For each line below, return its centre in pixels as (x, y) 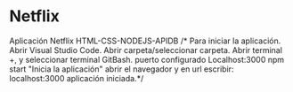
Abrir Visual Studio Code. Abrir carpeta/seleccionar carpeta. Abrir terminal (146, 50)
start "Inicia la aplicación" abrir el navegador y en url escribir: (122, 69)
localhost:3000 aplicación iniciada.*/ (77, 78)
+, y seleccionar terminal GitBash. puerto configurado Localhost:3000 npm (147, 59)
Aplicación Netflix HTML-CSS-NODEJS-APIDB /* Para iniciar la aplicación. (145, 41)
